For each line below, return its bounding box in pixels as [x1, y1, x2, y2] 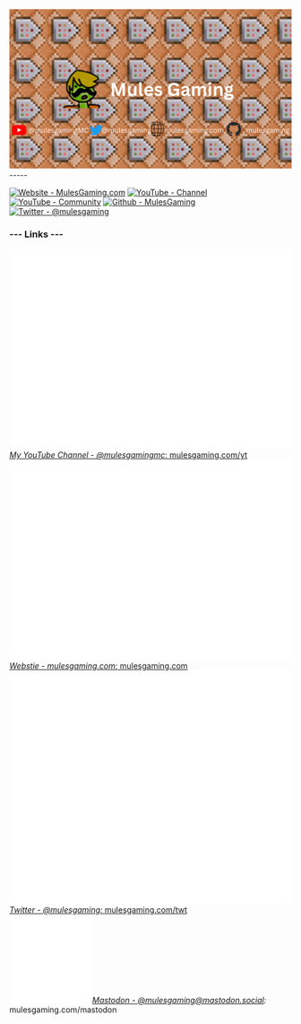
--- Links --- [9, 228, 64, 241]
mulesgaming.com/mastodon [9, 1004, 117, 1015]
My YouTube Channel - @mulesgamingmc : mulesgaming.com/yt [9, 450, 248, 460]
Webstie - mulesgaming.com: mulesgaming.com [9, 661, 188, 671]
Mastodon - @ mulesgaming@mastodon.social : [92, 994, 267, 1005]
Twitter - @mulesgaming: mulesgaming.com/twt [9, 904, 188, 915]
